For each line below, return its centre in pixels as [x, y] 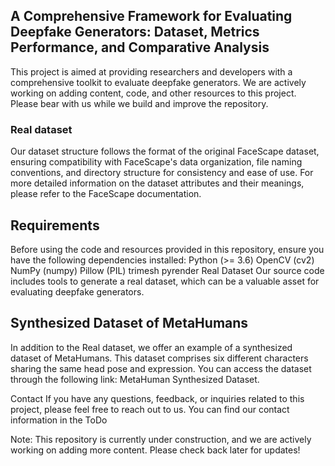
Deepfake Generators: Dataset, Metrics [135, 32]
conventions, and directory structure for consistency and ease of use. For [162, 173]
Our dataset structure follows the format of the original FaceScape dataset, [165, 151]
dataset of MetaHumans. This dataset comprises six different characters [159, 358]
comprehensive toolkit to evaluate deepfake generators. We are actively [158, 82]
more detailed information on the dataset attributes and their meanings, [157, 183]
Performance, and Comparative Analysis [140, 47]
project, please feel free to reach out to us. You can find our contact [150, 409]
